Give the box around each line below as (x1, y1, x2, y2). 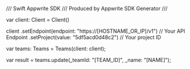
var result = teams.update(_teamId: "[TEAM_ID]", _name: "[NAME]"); (6, 57, 171, 63)
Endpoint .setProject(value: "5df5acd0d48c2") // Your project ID (6, 34, 161, 40)
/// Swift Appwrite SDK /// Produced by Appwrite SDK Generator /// (6, 5, 168, 12)
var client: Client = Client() (6, 16, 70, 23)
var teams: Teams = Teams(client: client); (6, 45, 106, 52)
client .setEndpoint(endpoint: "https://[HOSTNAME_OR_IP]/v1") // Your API (6, 27, 186, 34)
